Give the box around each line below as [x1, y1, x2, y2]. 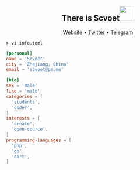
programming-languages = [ [6, 137, 72, 143]
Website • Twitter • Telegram [63, 29, 133, 36]
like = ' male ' [6, 89, 41, 94]
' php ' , [11, 142, 27, 148]
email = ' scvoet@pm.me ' [6, 67, 64, 73]
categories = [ [6, 93, 43, 100]
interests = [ [6, 115, 41, 121]
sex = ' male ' [6, 83, 38, 89]
